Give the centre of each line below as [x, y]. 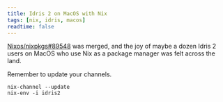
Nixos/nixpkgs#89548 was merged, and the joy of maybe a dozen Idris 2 [112, 46]
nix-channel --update [39, 87]
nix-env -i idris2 [34, 93]
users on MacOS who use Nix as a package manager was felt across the [111, 53]
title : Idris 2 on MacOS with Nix [57, 14]
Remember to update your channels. [60, 74]
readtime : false [31, 26]
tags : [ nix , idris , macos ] [46, 20]
